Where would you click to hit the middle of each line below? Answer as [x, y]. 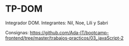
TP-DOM [24, 9]
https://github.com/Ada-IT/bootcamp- [69, 32]
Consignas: [17, 32]
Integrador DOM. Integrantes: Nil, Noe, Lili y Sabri [57, 23]
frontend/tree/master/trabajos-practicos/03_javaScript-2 [64, 38]
